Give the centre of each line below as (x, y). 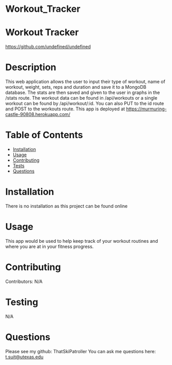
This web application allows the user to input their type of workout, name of (85, 82)
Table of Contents (44, 135)
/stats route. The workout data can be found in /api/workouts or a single (81, 98)
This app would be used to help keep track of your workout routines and (82, 241)
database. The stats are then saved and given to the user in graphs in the (83, 92)
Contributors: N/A (24, 281)
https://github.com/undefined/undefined (48, 47)
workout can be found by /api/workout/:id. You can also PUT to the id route (85, 104)
